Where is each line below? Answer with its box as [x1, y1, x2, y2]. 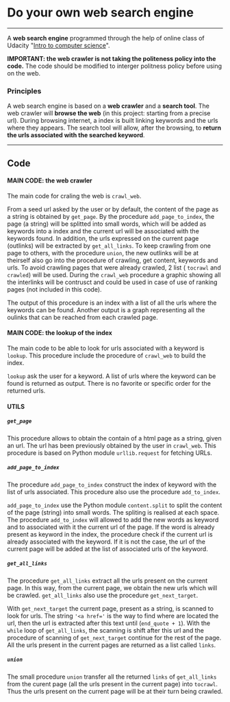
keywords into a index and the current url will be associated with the [7, 226, 200, 235]
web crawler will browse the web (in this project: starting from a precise [7, 109, 211, 117]
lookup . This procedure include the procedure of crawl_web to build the [7, 351, 207, 360]
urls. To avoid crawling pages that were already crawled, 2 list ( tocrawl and [7, 263, 221, 272]
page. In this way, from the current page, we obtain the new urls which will [7, 583, 218, 592]
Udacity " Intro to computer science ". [7, 41, 111, 49]
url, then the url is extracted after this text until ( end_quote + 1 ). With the [7, 619, 211, 627]
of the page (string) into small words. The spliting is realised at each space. [7, 508, 220, 516]
